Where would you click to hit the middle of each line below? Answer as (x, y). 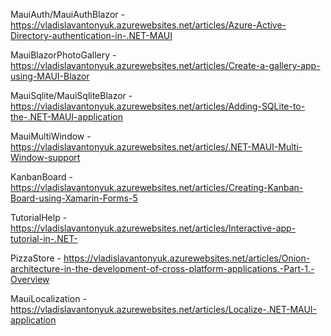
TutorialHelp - (39, 217)
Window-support (45, 157)
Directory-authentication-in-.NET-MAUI (91, 35)
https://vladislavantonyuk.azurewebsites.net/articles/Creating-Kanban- (157, 187)
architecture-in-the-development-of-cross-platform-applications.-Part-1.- (162, 268)
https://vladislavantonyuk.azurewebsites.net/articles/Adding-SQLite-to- (158, 106)
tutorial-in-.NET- (44, 238)
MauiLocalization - (48, 298)
